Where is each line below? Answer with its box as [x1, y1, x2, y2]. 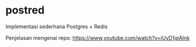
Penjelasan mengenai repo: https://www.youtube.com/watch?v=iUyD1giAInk [5, 34, 190, 41]
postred [5, 4, 45, 17]
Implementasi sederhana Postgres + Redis [5, 23, 108, 30]
